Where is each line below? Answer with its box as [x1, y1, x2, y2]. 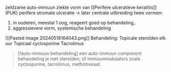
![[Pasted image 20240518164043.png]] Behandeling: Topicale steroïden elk [5, 35, 166, 41]
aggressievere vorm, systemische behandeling [12, 25, 111, 31]
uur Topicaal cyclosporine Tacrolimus [5, 40, 84, 46]
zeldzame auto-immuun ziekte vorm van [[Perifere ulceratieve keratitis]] [5, 5, 157, 10]
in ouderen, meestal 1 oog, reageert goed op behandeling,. [12, 20, 136, 26]
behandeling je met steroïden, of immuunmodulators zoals [17, 56, 140, 62]
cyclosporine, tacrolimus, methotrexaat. [17, 61, 102, 67]
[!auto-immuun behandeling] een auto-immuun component [17, 51, 142, 56]
